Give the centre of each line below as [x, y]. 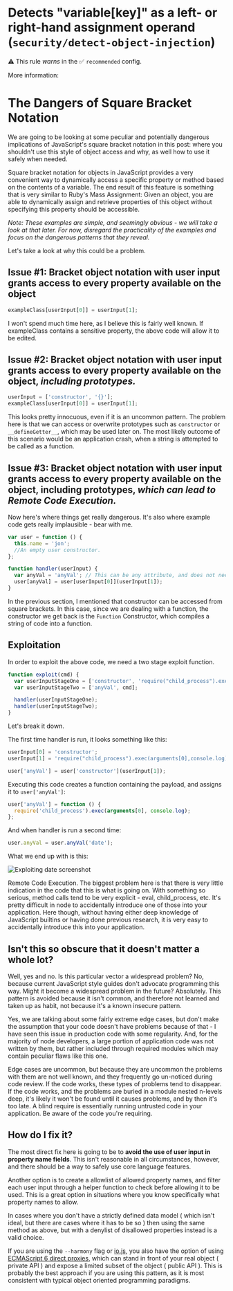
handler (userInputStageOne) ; [56, 700]
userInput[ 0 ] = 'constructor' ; [53, 752]
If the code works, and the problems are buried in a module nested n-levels [115, 1091]
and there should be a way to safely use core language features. [100, 1166]
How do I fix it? [40, 1135]
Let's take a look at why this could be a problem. [77, 250]
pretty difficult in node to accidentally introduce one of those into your [108, 905]
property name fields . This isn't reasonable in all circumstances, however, [114, 1159]
